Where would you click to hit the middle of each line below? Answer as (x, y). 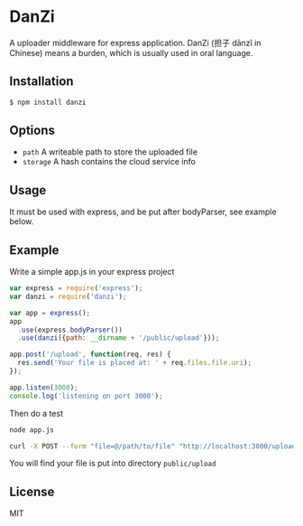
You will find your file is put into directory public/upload (113, 464)
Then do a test (36, 413)
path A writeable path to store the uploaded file (110, 152)
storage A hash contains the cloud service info (109, 162)
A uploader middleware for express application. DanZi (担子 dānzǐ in (135, 42)
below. (22, 221)
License (32, 491)
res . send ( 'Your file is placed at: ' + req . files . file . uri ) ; (135, 363)
